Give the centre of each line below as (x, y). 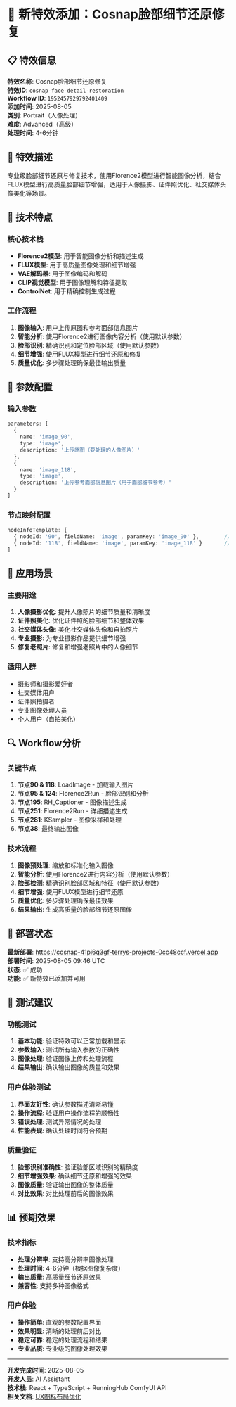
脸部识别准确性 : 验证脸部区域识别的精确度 (78, 1167)
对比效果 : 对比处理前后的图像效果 (65, 1193)
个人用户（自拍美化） (48, 719)
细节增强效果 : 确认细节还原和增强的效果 (74, 1176)
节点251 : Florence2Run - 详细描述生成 (72, 811)
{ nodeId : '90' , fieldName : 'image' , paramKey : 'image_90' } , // (122, 537)
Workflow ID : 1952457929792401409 (57, 98)
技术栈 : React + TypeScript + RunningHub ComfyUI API (87, 1387)
